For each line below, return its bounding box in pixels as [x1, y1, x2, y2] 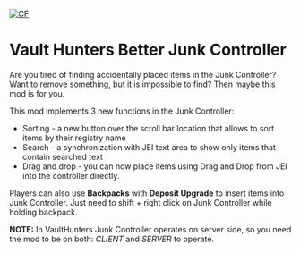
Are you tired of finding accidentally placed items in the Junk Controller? [9, 69, 277, 80]
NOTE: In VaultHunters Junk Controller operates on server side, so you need [9, 223, 292, 234]
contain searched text [21, 151, 103, 162]
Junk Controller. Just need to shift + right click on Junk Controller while [9, 197, 272, 207]
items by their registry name [21, 132, 127, 143]
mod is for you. [9, 88, 65, 98]
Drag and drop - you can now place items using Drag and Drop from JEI [21, 161, 288, 172]
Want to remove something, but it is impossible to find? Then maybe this [9, 79, 276, 89]
